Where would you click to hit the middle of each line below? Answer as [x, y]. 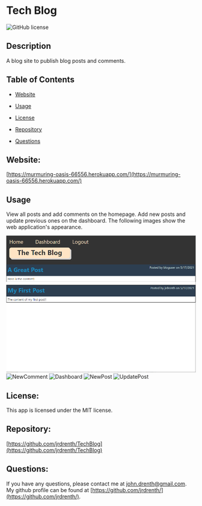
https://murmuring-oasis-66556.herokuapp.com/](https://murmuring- [94, 174]
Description [29, 46]
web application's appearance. [44, 227]
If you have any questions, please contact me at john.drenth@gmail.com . [96, 484]
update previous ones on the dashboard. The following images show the [96, 221]
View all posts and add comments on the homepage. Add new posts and [96, 214]
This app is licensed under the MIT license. [60, 410]
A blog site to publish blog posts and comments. [66, 60]
